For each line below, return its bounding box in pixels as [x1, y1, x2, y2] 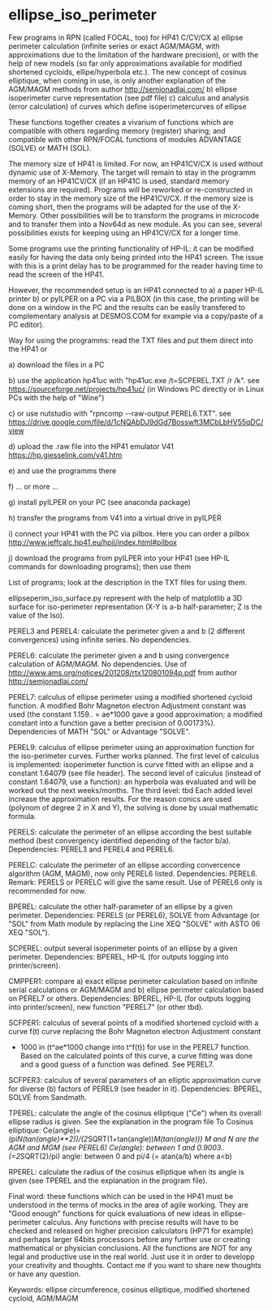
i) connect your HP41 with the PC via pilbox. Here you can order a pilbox [8, 528, 250, 538]
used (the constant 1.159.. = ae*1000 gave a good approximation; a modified [8, 709, 263, 719]
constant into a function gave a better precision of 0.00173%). [8, 718, 216, 727]
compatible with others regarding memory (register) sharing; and [8, 126, 226, 136]
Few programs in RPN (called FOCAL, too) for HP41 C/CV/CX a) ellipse [8, 32, 244, 42]
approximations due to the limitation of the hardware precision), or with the [8, 50, 259, 59]
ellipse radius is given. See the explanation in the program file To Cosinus [8, 1116, 254, 1126]
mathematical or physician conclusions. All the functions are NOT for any [8, 1243, 253, 1253]
